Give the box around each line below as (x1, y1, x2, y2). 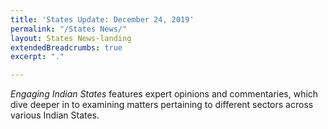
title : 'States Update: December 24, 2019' (10, 14, 195, 25)
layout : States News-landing (10, 33, 132, 43)
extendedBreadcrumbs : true (10, 42, 123, 53)
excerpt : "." (10, 52, 65, 62)
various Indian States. (10, 109, 100, 121)
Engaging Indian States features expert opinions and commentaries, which (10, 88, 319, 100)
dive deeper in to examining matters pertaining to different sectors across (10, 99, 314, 111)
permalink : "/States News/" (10, 24, 128, 34)
